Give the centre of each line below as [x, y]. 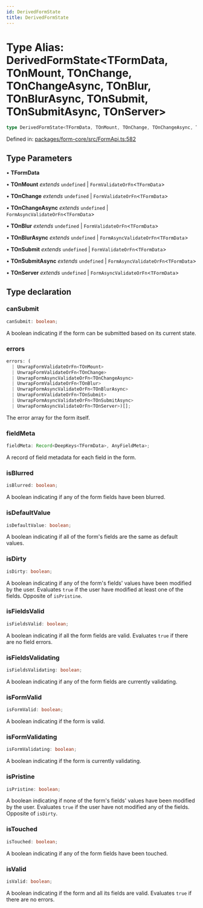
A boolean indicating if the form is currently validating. [74, 761]
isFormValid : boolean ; [35, 710]
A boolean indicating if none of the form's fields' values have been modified [101, 800]
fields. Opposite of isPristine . [44, 596]
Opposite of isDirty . [32, 814]
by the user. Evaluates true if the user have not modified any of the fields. [98, 807]
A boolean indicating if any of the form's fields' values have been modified [99, 583]
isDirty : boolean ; [29, 572]
